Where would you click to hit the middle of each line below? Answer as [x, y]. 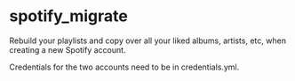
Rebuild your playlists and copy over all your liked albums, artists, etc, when [148, 40]
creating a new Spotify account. [68, 49]
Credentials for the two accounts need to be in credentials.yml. [124, 67]
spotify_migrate [69, 16]
